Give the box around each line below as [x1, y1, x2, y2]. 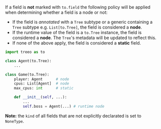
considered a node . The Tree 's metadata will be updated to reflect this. [12, 35, 157, 41]
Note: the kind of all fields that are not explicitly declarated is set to [5, 113, 142, 119]
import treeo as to [5, 49, 45, 54]
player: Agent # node [14, 77, 69, 82]
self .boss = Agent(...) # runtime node [23, 104, 105, 109]
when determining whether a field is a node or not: [5, 9, 108, 15]
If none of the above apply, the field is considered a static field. [12, 40, 141, 46]
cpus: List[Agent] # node [14, 81, 69, 86]
